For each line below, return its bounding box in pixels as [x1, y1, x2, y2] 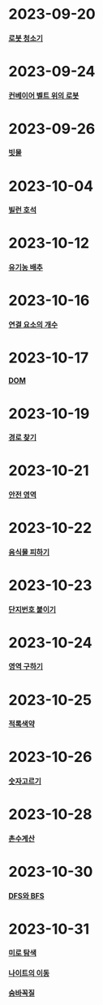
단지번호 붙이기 [8, 604, 57, 614]
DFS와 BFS [8, 890, 45, 900]
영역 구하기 [8, 661, 43, 671]
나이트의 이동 [8, 968, 50, 977]
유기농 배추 [8, 262, 43, 272]
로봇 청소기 [8, 33, 43, 43]
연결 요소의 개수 [8, 319, 58, 329]
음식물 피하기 [8, 547, 50, 557]
